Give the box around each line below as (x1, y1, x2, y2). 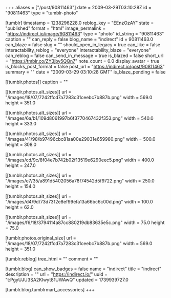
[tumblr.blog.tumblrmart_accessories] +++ (5, 287, 95, 292)
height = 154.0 (5, 183, 36, 189)
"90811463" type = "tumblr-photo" (5, 10, 78, 16)
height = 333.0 (5, 121, 37, 126)
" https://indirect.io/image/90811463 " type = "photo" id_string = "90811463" (5, 31, 164, 36)
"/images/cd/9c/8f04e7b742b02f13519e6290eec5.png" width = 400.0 (5, 157, 155, 163)
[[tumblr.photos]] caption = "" (5, 79, 68, 85)
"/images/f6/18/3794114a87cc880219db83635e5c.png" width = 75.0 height (5, 219, 165, 226)
